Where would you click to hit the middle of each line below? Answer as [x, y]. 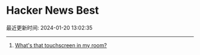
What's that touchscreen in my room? [61, 45]
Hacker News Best [53, 10]
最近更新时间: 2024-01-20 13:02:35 [49, 27]
